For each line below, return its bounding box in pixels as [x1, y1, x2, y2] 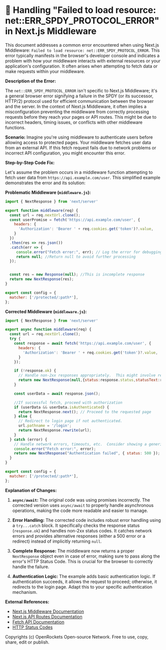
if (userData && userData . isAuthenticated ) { [14, 405, 110, 410]
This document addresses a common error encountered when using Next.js [5, 42, 159, 48]
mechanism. [12, 589, 38, 595]
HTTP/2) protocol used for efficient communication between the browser [5, 98, 154, 104]
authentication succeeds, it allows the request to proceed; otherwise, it [12, 578, 157, 584]
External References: [5, 598, 49, 605]
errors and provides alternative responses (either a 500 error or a [12, 533, 146, 539]
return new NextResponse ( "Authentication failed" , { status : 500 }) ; [14, 451, 161, 456]
